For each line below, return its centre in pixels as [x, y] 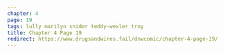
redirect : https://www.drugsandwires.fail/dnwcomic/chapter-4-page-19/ [112, 39]
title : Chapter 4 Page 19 [44, 33]
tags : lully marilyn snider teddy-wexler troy [75, 26]
